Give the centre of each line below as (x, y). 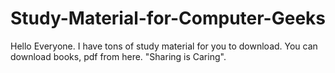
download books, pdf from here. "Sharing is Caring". (118, 56)
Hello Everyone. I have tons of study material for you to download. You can (164, 46)
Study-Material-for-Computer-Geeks (168, 18)
